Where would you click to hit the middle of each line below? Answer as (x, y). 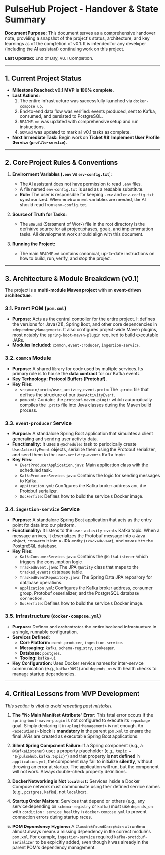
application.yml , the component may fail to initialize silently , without (82, 761)
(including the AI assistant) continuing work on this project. (65, 49)
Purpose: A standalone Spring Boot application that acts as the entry (82, 520)
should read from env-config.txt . (54, 204)
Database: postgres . (40, 653)
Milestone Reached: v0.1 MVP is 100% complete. (63, 90)
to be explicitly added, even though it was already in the (92, 842)
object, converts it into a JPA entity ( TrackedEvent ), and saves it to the (82, 541)
